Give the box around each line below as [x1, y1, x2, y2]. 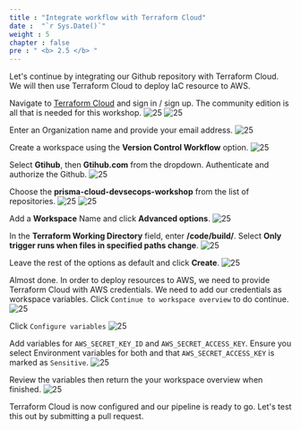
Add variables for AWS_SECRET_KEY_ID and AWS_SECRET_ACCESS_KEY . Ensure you [9, 338, 292, 349]
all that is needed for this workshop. [9, 107, 142, 118]
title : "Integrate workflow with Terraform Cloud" [9, 13, 206, 22]
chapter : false [9, 38, 70, 47]
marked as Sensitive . [9, 357, 90, 368]
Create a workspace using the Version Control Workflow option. [9, 142, 249, 153]
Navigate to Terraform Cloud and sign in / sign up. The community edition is [9, 98, 289, 108]
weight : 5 [9, 30, 50, 39]
